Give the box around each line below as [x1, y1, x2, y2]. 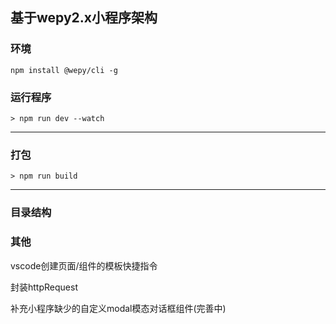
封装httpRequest [10, 281, 78, 293]
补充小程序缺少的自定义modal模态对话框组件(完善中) [10, 302, 227, 314]
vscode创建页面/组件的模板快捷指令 [10, 259, 158, 272]
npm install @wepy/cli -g [10, 65, 118, 75]
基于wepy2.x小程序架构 [10, 9, 158, 27]
